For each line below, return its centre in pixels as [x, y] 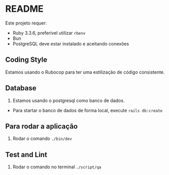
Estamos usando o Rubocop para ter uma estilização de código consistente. [85, 72]
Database [21, 88]
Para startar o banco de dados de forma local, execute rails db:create [88, 110]
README [24, 9]
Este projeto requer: [26, 23]
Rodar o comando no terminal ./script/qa [57, 167]
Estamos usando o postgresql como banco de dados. [68, 101]
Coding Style [26, 60]
